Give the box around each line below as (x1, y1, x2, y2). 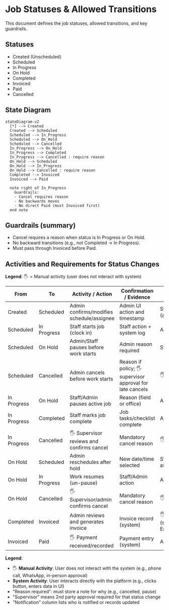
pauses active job (69, 400, 112, 407)
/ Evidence (124, 294, 151, 301)
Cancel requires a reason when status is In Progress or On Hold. (12, 235, 146, 241)
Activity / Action (72, 291, 112, 298)
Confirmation (121, 288, 154, 295)
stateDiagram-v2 (5, 119, 39, 124)
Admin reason (119, 341, 152, 348)
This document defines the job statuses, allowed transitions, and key (5, 20, 147, 26)
